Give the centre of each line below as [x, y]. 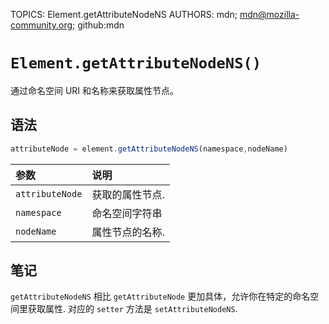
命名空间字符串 [127, 213]
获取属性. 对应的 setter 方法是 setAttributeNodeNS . [132, 309]
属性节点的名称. [128, 232]
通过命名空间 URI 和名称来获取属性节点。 [95, 90]
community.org [41, 25]
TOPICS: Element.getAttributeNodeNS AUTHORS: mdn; [124, 14]
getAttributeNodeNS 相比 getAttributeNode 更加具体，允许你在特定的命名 [160, 296]
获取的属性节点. [128, 194]
